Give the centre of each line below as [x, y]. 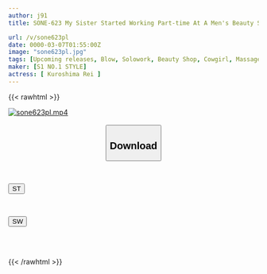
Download [133, 146]
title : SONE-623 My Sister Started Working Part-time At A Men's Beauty [131, 23]
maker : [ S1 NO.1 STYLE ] [48, 67]
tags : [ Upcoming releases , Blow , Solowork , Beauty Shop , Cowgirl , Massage [135, 60]
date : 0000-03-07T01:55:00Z [55, 44]
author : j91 [28, 15]
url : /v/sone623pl [39, 37]
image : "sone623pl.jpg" [48, 52]
